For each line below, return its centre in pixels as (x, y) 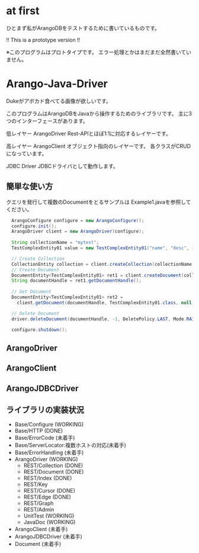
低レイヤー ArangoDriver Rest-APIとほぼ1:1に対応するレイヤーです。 (89, 133)
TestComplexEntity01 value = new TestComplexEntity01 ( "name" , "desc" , (100, 248)
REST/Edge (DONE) (47, 497)
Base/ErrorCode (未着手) (45, 438)
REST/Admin (39, 510)
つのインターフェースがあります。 (47, 121)
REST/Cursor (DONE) (49, 491)
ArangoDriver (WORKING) (46, 459)
